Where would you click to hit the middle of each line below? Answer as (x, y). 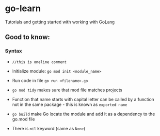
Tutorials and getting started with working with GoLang (60, 22)
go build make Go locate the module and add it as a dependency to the (83, 114)
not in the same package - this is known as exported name (70, 104)
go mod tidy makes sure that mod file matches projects (67, 90)
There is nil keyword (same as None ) (49, 128)
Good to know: (27, 37)
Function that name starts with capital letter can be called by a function (83, 99)
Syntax (14, 51)
